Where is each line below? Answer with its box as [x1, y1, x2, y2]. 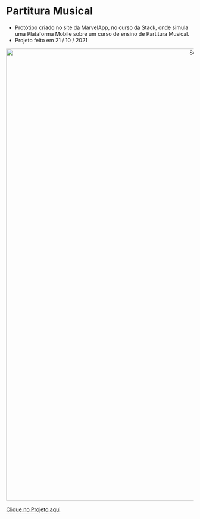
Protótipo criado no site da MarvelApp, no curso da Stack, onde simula [14, 24, 189, 31]
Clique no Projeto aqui [6, 506, 61, 513]
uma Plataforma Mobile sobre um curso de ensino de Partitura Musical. [14, 30, 189, 37]
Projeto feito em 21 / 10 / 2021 [14, 36, 88, 44]
